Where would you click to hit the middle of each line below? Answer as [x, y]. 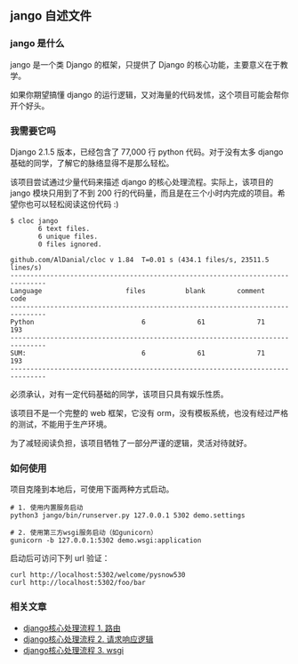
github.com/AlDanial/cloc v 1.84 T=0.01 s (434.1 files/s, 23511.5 [140, 260]
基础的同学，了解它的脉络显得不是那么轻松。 [92, 163]
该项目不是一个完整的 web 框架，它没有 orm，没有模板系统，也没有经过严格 [149, 412]
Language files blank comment [138, 291]
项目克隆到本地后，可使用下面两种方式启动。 [92, 489]
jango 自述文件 [51, 16]
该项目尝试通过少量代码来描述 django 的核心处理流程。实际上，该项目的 [142, 181]
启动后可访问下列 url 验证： [60, 558]
